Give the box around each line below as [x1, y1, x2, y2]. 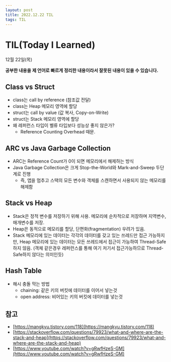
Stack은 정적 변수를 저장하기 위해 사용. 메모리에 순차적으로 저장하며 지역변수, [12, 213, 166, 219]
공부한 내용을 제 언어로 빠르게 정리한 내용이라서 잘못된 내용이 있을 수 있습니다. [5, 67, 159, 74]
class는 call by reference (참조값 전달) [12, 97, 91, 103]
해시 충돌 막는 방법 [12, 281, 50, 287]
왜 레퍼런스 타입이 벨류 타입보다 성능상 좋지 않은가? [12, 122, 115, 128]
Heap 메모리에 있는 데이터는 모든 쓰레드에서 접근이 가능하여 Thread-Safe [19, 238, 166, 244]
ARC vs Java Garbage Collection [5, 144, 111, 152]
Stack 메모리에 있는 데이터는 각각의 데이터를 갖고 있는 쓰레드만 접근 [12, 232, 148, 238]
